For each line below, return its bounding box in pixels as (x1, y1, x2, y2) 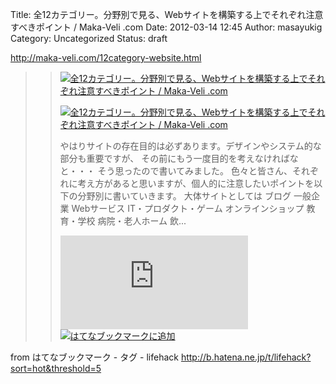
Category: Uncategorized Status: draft (10, 33, 168, 44)
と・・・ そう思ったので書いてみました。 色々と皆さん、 (59, 165, 293, 177)
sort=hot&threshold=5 (10, 363, 102, 374)
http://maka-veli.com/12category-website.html (10, 52, 202, 63)
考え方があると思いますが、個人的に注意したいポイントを (77, 178, 315, 189)
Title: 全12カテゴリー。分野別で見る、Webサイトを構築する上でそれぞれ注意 (10, 9, 324, 20)
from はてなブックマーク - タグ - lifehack (10, 351, 179, 363)
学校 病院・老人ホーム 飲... (77, 215, 187, 227)
